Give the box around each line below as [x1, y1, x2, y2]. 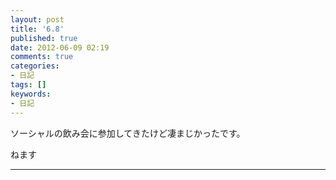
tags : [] [10, 80, 47, 90]
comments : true [10, 52, 74, 62]
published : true [10, 33, 78, 43]
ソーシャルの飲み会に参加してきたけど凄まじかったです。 [10, 127, 246, 139]
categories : [10, 61, 60, 71]
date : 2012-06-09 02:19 [10, 42, 110, 53]
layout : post [10, 14, 65, 25]
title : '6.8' [10, 24, 65, 34]
